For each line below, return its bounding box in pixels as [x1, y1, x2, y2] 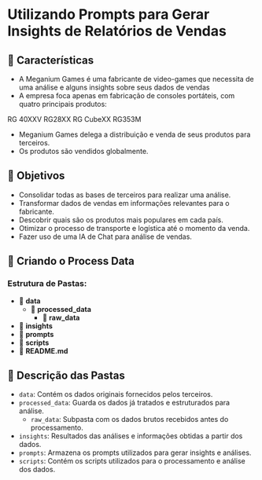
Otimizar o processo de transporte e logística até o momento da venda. [18, 223, 250, 233]
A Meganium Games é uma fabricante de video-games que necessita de [18, 75, 254, 83]
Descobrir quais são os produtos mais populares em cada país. [18, 214, 223, 225]
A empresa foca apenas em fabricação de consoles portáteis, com [18, 91, 235, 100]
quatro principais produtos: [18, 100, 107, 108]
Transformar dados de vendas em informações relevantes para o [18, 198, 230, 207]
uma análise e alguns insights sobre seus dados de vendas [18, 82, 210, 92]
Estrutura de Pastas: [7, 278, 87, 289]
